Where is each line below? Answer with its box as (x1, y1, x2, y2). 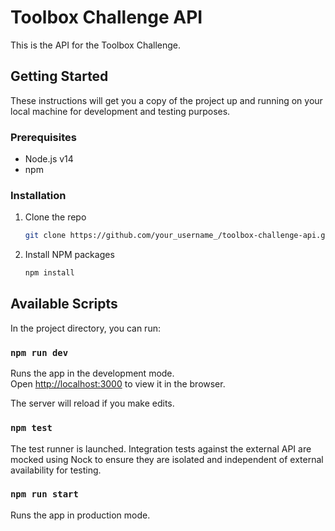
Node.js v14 (24, 153, 74, 165)
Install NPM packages (24, 249, 115, 261)
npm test (10, 422, 53, 434)
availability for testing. (10, 464, 102, 476)
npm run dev (10, 347, 69, 358)
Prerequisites (10, 130, 77, 144)
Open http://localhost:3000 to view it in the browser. (10, 378, 226, 390)
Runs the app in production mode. (10, 509, 151, 521)
